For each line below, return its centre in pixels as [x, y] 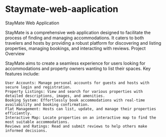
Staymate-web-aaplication [62, 9]
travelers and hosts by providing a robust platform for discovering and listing [83, 43]
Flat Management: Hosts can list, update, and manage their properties [81, 109]
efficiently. [19, 113]
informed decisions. [27, 131]
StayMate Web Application [32, 23]
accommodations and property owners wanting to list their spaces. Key [78, 68]
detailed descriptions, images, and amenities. [55, 96]
